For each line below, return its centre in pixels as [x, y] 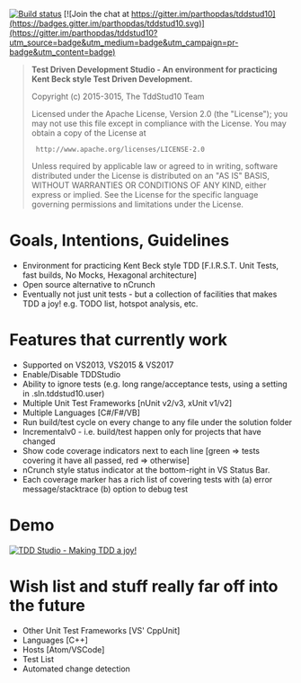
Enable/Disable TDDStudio [71, 374]
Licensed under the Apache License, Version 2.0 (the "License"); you [159, 114]
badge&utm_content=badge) [62, 52]
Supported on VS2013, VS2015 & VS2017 [98, 365]
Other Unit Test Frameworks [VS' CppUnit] [101, 630]
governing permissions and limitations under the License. [137, 204]
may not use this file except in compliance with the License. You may [159, 123]
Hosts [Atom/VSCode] [63, 649]
